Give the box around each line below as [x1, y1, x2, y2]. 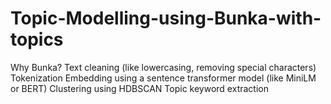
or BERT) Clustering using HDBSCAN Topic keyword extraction [10, 82, 269, 94]
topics [10, 28, 64, 51]
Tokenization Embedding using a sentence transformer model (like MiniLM [10, 72, 317, 84]
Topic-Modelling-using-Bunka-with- [10, 7, 322, 30]
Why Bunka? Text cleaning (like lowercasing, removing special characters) [10, 61, 317, 73]
